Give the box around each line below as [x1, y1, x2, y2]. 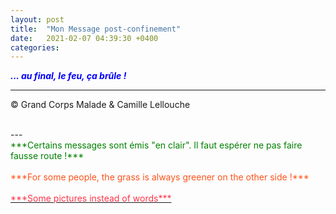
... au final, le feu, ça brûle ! [10, 70, 127, 82]
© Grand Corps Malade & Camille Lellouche [10, 99, 191, 111]
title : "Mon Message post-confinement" [10, 24, 182, 34]
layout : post [10, 14, 65, 25]
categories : [10, 42, 60, 53]
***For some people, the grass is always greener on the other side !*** [10, 171, 310, 183]
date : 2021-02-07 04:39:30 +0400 [10, 33, 159, 43]
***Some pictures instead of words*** [10, 192, 172, 205]
